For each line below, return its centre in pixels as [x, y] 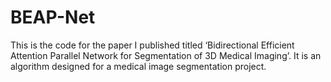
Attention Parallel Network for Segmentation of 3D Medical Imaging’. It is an [166, 55]
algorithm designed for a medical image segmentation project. [138, 66]
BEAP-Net [53, 17]
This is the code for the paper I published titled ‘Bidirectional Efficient [152, 45]
